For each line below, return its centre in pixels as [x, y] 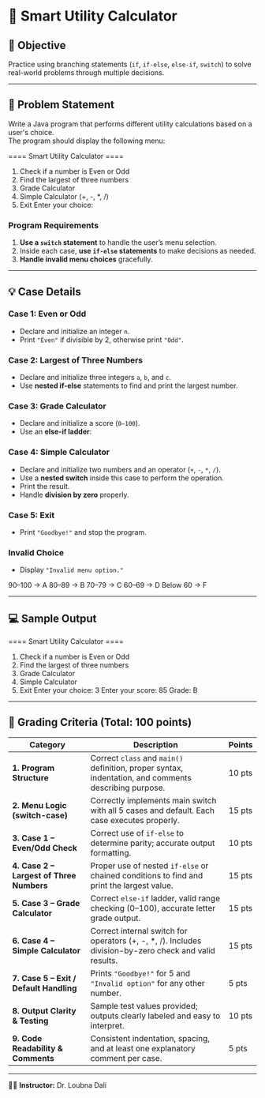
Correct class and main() [137, 758]
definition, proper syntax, [137, 768]
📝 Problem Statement [62, 105]
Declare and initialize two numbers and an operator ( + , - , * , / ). [120, 469]
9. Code [27, 1038]
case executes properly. [135, 820]
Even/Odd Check [45, 848]
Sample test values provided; [144, 1006]
